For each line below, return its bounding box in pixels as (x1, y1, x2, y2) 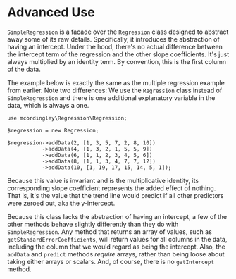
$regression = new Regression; (7, 127, 99, 134)
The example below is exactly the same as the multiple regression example (7, 78, 225, 87)
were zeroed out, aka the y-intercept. (7, 199, 116, 207)
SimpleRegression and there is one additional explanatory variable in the (7, 93, 216, 102)
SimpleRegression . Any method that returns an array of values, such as (7, 227, 213, 236)
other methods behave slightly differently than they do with (7, 220, 179, 228)
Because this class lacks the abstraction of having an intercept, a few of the (7, 212, 228, 221)
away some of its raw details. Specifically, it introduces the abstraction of (7, 35, 220, 43)
